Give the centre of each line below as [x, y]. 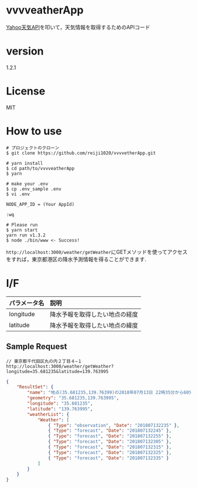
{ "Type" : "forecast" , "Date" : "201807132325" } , [110, 452]
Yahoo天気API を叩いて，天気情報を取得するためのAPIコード [78, 27]
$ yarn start [22, 230]
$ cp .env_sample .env [34, 189]
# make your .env [27, 184]
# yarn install [25, 163]
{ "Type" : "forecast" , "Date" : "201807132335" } [108, 458]
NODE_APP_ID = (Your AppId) [40, 204]
